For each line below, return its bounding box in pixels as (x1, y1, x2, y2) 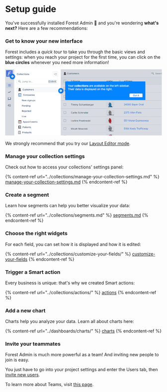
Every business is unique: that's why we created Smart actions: (5, 280, 135, 286)
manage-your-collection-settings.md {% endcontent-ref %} (5, 179, 128, 185)
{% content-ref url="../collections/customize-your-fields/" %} (5, 251, 131, 257)
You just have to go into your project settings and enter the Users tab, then (5, 367, 158, 373)
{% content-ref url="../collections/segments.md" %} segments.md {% (5, 212, 149, 218)
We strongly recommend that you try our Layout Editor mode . (5, 140, 131, 146)
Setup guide (5, 3, 57, 15)
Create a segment (5, 191, 49, 198)
